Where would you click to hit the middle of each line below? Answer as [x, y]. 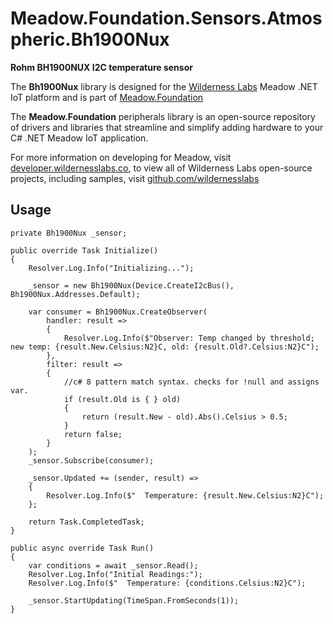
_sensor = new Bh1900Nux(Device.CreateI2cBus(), [131, 285]
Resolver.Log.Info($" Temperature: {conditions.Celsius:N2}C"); [167, 583]
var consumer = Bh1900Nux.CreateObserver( [118, 312]
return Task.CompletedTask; [86, 522]
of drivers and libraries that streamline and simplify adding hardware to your [167, 127]
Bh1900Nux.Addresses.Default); [75, 294]
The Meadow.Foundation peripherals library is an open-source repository [163, 116]
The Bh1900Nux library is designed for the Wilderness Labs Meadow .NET [164, 86]
